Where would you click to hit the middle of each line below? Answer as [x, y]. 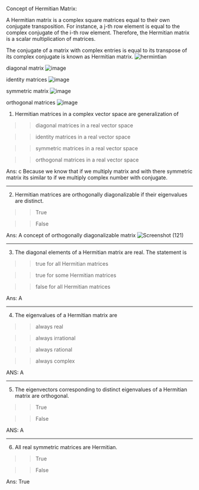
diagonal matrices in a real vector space [84, 125]
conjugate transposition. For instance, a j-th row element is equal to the [93, 26]
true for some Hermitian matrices [76, 275]
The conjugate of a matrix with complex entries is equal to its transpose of [97, 50]
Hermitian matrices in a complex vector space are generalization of [97, 114]
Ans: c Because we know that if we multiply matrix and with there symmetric [99, 171]
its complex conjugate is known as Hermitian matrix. [70, 57]
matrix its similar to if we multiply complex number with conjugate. [87, 178]
